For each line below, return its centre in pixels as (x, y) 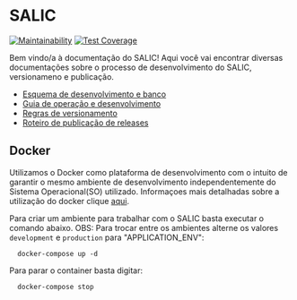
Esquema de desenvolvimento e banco (94, 94)
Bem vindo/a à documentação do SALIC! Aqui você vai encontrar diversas (146, 57)
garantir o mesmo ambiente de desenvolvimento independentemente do (143, 182)
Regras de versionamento (70, 113)
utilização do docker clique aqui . (70, 201)
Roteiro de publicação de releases (85, 123)
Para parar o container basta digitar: (76, 270)
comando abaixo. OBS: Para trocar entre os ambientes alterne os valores (144, 227)
